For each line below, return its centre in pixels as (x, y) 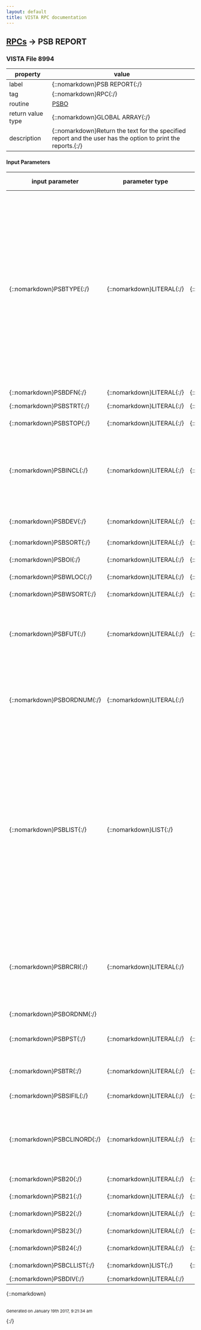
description (25, 139)
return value (26, 113)
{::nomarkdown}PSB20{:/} (45, 1179)
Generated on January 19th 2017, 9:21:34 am (49, 1311)
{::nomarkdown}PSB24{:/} (45, 1248)
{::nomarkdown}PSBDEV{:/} (48, 521)
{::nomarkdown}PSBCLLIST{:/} (52, 1265)
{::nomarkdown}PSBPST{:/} (47, 1039)
